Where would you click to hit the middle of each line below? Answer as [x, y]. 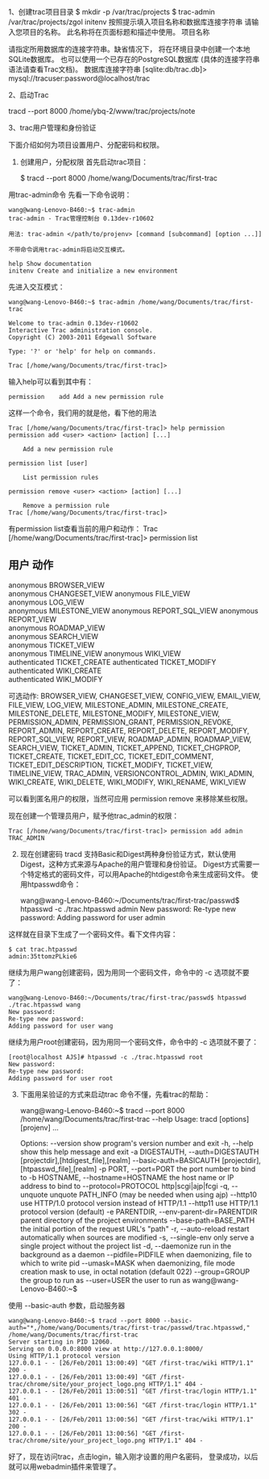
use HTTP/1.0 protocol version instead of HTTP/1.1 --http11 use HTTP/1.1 [139, 1203]
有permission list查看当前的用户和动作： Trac [83, 529]
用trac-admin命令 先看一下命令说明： [70, 195]
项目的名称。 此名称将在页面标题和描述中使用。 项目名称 [116, 32]
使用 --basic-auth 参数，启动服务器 [67, 1305]
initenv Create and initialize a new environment [93, 271]
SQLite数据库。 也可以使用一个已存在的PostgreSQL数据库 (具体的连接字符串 [134, 59]
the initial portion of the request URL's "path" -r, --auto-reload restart [134, 1228]
